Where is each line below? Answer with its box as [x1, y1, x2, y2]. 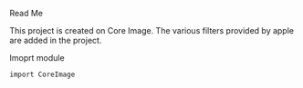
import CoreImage [9, 70, 76, 79]
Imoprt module [9, 53, 66, 63]
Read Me [9, 8, 44, 18]
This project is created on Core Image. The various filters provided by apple [9, 25, 295, 35]
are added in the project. [9, 35, 102, 45]
